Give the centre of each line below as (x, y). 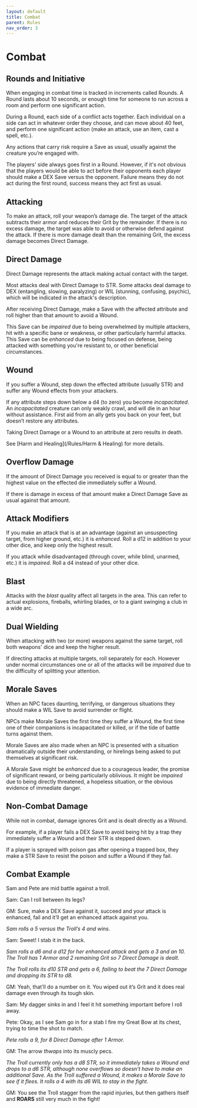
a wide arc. (20, 608)
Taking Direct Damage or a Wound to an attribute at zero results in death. (95, 432)
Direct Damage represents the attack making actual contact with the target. (97, 274)
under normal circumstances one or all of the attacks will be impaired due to (98, 664)
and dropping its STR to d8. (39, 976)
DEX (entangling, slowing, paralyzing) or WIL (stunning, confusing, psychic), (98, 291)
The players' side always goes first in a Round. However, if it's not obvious (96, 165)
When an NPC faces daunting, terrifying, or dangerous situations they (91, 703)
